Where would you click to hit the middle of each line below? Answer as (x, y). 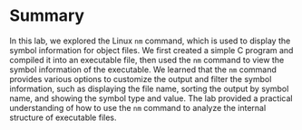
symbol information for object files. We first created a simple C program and (151, 50)
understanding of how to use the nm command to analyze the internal (138, 107)
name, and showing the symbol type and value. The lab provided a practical (151, 98)
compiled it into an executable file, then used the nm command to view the (147, 60)
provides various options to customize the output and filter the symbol (141, 79)
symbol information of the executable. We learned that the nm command (143, 70)
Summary (47, 16)
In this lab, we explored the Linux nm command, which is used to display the (150, 41)
